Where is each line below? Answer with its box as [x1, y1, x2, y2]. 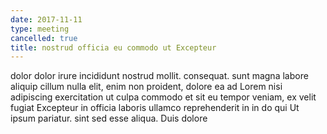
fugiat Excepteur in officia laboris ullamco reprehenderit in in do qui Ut [10, 102, 300, 114]
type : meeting [10, 24, 70, 34]
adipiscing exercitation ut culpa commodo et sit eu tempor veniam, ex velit [10, 91, 317, 103]
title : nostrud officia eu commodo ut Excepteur [10, 42, 217, 53]
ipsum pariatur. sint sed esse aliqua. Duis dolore [10, 112, 208, 125]
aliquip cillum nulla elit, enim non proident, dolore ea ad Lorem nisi [10, 81, 283, 93]
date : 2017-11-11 [10, 14, 83, 25]
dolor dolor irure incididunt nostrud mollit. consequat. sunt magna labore [10, 70, 309, 82]
